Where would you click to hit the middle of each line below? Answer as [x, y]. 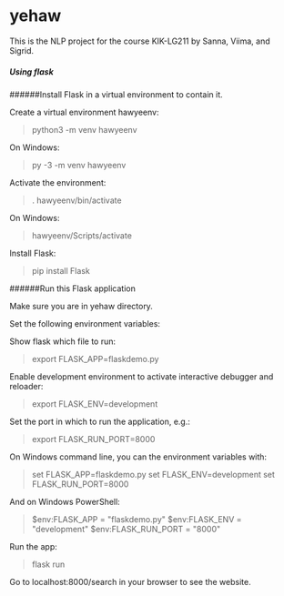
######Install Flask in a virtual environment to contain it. [116, 94]
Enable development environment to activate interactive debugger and [142, 376]
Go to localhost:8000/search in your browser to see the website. [131, 581]
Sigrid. [22, 50]
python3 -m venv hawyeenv [84, 129]
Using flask [32, 71]
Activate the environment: [58, 182]
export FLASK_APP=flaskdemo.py [95, 359]
